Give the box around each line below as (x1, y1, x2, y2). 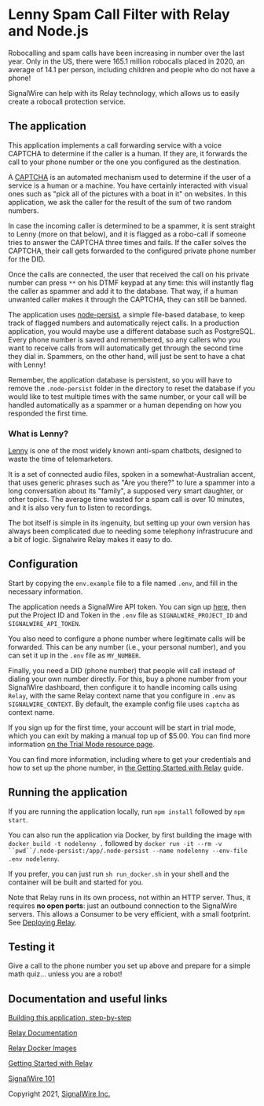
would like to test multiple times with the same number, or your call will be (8, 391, 247, 401)
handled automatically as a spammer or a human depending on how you (8, 400, 242, 409)
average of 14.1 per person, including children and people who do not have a (8, 64, 255, 74)
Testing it (8, 940, 55, 954)
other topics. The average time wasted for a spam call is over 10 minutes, (8, 495, 245, 504)
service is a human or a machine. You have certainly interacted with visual (8, 181, 248, 190)
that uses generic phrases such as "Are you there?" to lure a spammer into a (8, 478, 255, 488)
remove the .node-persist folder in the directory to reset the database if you (8, 383, 255, 393)
